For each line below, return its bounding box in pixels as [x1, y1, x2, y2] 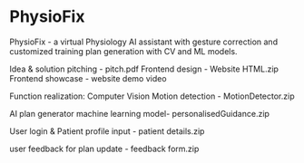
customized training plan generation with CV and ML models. [9, 45, 238, 56]
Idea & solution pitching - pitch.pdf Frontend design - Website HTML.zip [9, 63, 279, 74]
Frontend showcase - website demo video [9, 72, 167, 83]
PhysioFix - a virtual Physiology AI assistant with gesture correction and [9, 36, 279, 47]
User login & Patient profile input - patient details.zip [9, 125, 205, 137]
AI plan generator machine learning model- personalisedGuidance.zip [9, 108, 270, 119]
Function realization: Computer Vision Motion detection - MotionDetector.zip [9, 91, 295, 101]
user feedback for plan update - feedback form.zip [9, 143, 200, 154]
